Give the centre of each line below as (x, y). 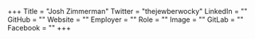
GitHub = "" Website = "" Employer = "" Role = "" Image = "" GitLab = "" (126, 19)
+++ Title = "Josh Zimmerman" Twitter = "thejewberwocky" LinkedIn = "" (127, 11)
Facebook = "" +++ (39, 28)
